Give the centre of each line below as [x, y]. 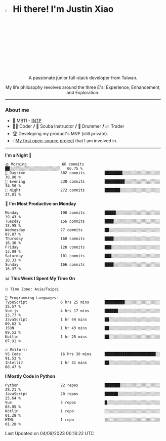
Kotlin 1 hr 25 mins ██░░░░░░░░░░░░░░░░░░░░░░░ [83, 337]
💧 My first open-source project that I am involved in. [65, 141]
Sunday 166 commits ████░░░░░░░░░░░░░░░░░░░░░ [83, 265]
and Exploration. [83, 93]
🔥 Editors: [17, 350]
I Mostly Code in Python [30, 376]
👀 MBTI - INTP [27, 121]
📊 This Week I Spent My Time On [40, 279]
